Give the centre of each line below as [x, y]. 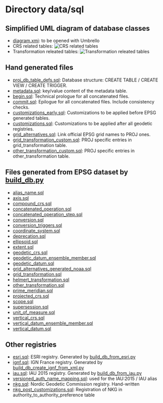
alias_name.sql [28, 193]
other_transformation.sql [38, 285]
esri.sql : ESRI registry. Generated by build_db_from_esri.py [74, 357]
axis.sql [21, 198]
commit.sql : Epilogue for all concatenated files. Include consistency [83, 101]
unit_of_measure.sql [34, 312]
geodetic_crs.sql [30, 252]
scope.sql [23, 301]
